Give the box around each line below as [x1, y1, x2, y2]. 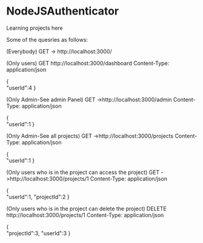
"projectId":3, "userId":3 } [6, 229, 71, 237]
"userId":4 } [6, 84, 36, 92]
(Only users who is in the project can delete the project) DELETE [6, 205, 167, 212]
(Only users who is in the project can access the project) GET [6, 168, 160, 176]
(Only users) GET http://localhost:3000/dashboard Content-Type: [6, 59, 170, 67]
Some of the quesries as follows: [6, 36, 88, 43]
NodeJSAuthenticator [6, 4, 119, 18]
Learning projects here [6, 24, 63, 32]
